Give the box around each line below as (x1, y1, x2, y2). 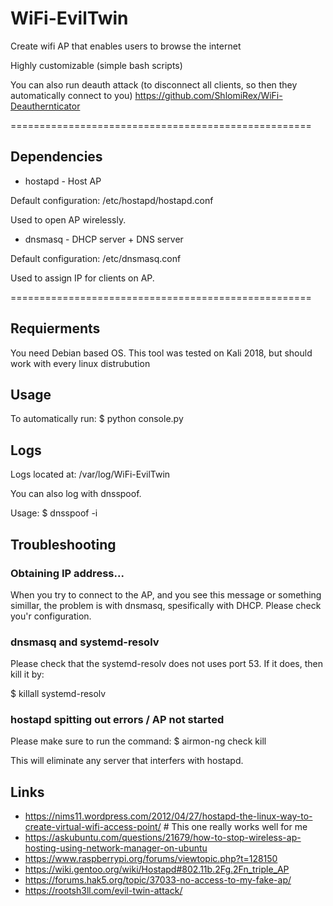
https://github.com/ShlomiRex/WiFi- (134, 89, 283, 101)
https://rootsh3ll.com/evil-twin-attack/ (24, 885, 183, 897)
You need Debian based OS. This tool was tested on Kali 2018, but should (10, 347, 313, 359)
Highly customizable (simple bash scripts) (10, 59, 183, 71)
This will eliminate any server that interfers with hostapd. (10, 755, 244, 767)
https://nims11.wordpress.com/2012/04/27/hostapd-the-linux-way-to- (24, 810, 313, 822)
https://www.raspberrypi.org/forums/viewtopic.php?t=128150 (24, 853, 278, 865)
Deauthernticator (10, 100, 81, 112)
